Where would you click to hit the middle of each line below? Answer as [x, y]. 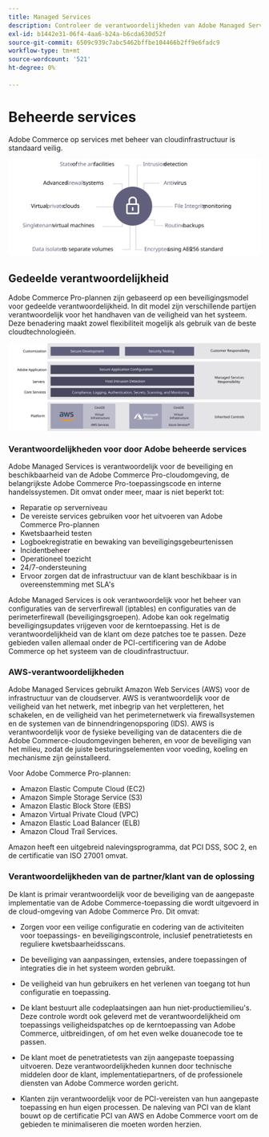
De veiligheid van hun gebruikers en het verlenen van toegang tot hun [135, 984]
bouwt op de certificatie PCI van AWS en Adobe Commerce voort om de [139, 1115]
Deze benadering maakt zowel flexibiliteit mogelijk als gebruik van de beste [132, 323]
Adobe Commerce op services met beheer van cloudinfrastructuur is [122, 139]
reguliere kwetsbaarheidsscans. [72, 943]
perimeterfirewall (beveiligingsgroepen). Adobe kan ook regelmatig [119, 617]
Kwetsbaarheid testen [56, 533]
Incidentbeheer [45, 550]
